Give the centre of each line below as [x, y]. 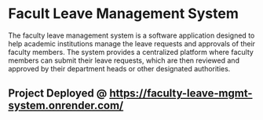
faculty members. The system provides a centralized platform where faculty [131, 52]
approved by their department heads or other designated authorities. [119, 68]
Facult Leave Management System [124, 14]
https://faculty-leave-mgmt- [181, 94]
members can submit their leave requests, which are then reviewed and [124, 60]
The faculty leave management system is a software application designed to [131, 35]
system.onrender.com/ [66, 105]
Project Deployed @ [58, 94]
